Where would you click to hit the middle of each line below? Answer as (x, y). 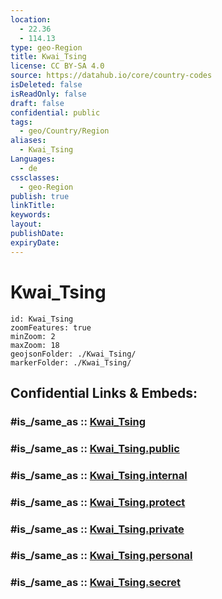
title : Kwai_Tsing (48, 57)
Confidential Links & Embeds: (104, 392)
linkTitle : (33, 206)
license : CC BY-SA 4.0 (57, 66)
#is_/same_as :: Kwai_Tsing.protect (98, 502)
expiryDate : (35, 242)
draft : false (37, 103)
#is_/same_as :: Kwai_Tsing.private (97, 529)
